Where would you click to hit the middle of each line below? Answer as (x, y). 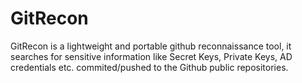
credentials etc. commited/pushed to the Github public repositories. (149, 67)
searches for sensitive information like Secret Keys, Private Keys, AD (151, 56)
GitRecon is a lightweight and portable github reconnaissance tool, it (151, 46)
